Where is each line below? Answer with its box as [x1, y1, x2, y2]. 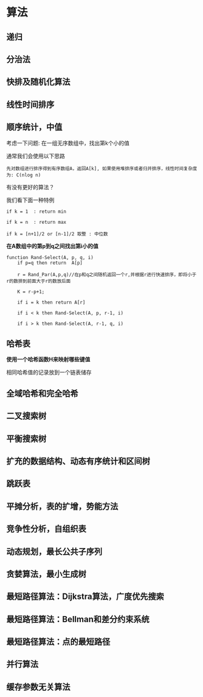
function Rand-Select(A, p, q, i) [6, 254, 94, 260]
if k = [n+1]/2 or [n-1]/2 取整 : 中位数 [6, 231, 108, 237]
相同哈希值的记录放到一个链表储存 [6, 369, 92, 376]
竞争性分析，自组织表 [6, 524, 86, 534]
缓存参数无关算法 [6, 682, 71, 692]
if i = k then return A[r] [17, 299, 86, 305]
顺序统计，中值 [6, 122, 63, 133]
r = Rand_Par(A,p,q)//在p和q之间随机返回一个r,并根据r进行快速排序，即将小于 [17, 271, 197, 277]
